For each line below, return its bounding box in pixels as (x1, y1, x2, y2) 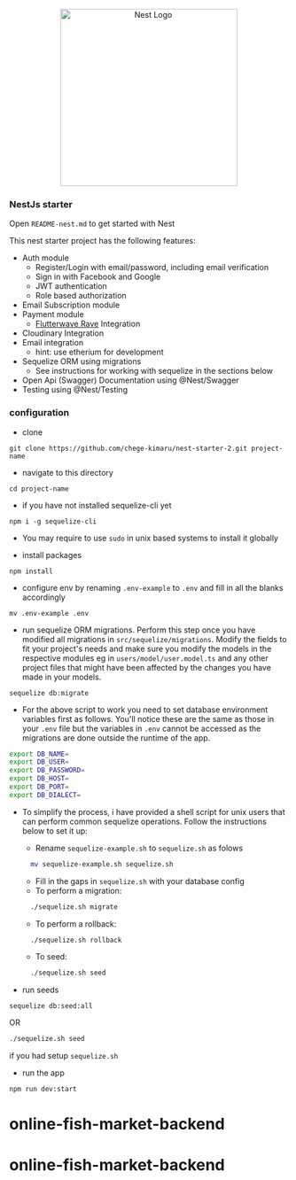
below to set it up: (21, 825, 89, 836)
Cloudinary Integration (21, 328, 105, 338)
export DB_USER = (9, 757, 69, 766)
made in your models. (21, 672, 102, 682)
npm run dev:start (9, 1085, 77, 1094)
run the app (21, 1067, 65, 1078)
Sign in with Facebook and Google (35, 271, 161, 283)
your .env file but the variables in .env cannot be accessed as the (21, 723, 261, 734)
